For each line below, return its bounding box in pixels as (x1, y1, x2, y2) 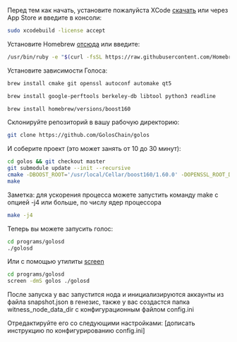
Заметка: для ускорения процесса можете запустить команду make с (7, 190, 219, 199)
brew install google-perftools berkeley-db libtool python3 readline (7, 92, 217, 99)
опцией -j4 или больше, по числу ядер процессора (7, 197, 162, 207)
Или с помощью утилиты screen (7, 257, 104, 266)
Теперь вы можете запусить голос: (7, 224, 114, 233)
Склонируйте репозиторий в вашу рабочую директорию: (7, 118, 180, 126)
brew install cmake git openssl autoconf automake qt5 (7, 80, 172, 87)
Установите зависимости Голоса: (7, 66, 108, 75)
